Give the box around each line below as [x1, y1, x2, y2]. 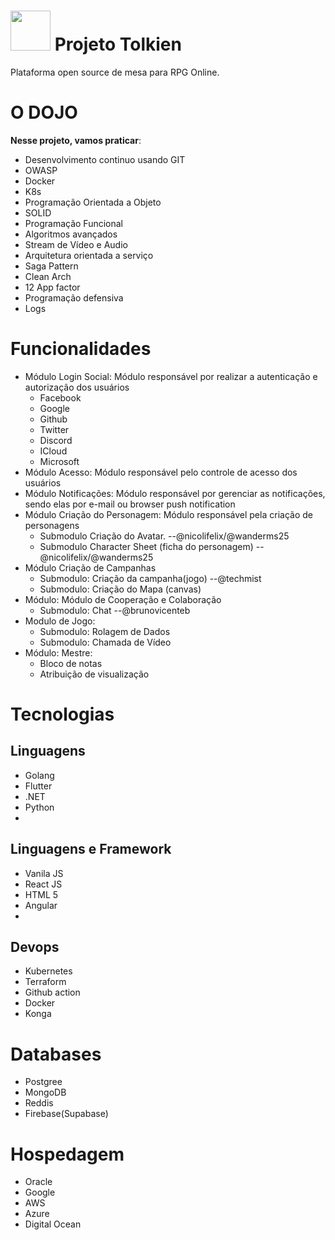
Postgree [24, 1076, 63, 1088]
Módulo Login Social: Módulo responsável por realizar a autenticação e [24, 370, 318, 382]
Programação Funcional [24, 217, 123, 229]
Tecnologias [10, 703, 115, 725]
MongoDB [24, 1086, 67, 1099]
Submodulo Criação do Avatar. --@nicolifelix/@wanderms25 [39, 530, 290, 542]
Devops [10, 939, 60, 956]
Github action [24, 986, 81, 999]
